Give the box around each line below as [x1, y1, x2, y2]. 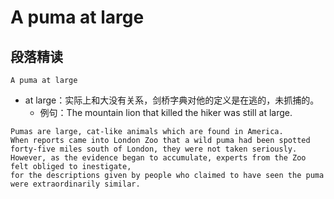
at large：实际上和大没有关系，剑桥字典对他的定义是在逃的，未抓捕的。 [24, 94, 320, 106]
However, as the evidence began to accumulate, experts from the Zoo [10, 153, 307, 163]
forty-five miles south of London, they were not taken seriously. [10, 144, 298, 154]
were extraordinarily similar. [10, 179, 141, 189]
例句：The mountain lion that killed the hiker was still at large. [39, 107, 293, 118]
